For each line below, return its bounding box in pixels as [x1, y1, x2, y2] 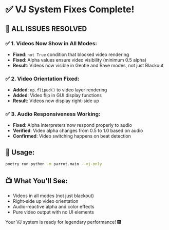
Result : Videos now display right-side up [12, 98, 99, 104]
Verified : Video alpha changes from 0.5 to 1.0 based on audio [12, 127, 143, 134]
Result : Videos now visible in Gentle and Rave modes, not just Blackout [12, 62, 164, 68]
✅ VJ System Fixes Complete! [5, 4, 135, 15]
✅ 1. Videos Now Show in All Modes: [5, 40, 98, 47]
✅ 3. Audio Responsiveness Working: [5, 110, 101, 118]
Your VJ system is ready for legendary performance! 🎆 [5, 219, 121, 225]
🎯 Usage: [5, 148, 35, 157]
